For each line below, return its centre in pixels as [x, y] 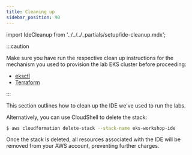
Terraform [27, 82]
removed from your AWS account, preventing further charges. [83, 146]
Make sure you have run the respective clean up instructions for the [90, 58]
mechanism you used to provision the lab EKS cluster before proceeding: [96, 64]
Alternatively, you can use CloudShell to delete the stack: [77, 117]
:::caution [18, 46]
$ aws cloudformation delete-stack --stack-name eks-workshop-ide [91, 128]
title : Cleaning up [31, 12]
